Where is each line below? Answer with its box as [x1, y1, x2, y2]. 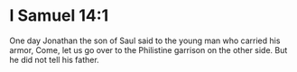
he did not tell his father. [9, 54, 99, 65]
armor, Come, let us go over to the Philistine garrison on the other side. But [9, 44, 288, 55]
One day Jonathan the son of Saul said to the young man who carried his [9, 35, 281, 46]
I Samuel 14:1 [9, 5, 109, 26]
